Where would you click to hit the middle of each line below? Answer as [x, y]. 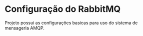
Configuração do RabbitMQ [63, 9]
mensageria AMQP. [24, 28]
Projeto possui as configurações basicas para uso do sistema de [71, 23]
